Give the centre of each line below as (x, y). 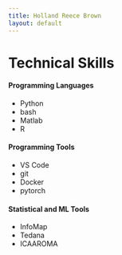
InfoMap (33, 227)
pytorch (33, 191)
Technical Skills (61, 63)
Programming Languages (51, 86)
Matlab (31, 120)
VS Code (34, 165)
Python (31, 103)
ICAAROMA (39, 244)
